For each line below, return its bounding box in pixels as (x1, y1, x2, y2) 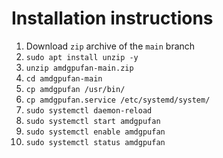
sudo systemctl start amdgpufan (25, 116, 161, 126)
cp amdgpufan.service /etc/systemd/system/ (25, 95, 211, 105)
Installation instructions (11, 7, 214, 30)
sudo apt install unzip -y (25, 52, 139, 62)
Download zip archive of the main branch (25, 40, 196, 52)
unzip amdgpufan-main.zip (25, 63, 134, 73)
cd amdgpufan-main (25, 73, 103, 84)
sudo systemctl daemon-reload (25, 105, 153, 116)
